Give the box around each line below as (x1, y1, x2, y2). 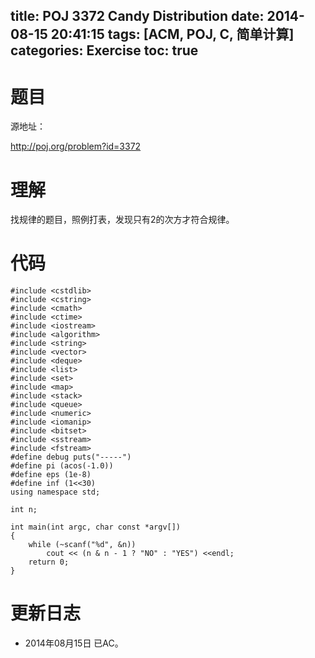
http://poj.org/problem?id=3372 (10, 140, 142, 153)
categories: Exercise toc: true (10, 42, 199, 59)
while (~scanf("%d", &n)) (28, 540, 137, 550)
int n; (10, 505, 38, 515)
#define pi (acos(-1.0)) (10, 461, 114, 471)
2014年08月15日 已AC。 (24, 637, 124, 649)
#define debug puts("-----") (10, 452, 132, 463)
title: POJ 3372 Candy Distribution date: (10, 8, 265, 25)
